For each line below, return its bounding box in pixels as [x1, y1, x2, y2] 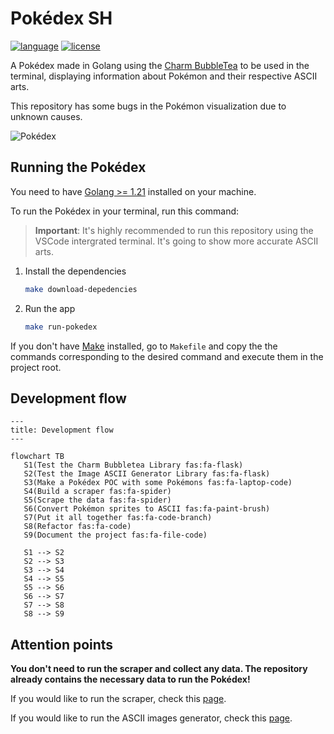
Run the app [24, 302, 76, 314]
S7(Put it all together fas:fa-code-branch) [23, 513, 213, 523]
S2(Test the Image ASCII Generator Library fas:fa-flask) [23, 469, 271, 479]
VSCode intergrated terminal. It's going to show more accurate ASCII [34, 235, 319, 247]
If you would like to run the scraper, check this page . [10, 693, 227, 705]
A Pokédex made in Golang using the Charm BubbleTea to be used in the [10, 59, 310, 71]
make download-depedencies [24, 284, 138, 294]
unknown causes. [10, 110, 83, 122]
